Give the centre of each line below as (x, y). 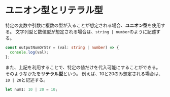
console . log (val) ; (29, 52)
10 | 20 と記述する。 (27, 80)
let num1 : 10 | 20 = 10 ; (31, 89)
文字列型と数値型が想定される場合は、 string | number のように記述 (86, 31)
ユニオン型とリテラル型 (54, 10)
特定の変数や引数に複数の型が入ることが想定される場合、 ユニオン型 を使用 (83, 25)
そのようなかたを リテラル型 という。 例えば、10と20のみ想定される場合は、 (84, 73)
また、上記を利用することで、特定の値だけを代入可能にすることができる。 (83, 67)
